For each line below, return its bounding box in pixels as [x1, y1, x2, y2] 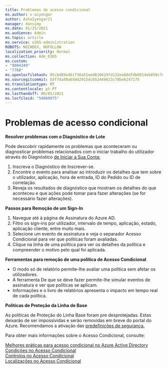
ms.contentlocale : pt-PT [5, 86, 57, 91]
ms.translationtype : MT [5, 81, 55, 86]
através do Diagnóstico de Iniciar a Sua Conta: [5, 154, 101, 160]
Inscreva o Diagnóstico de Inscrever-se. [12, 163, 95, 170]
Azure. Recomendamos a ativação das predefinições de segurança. [5, 323, 145, 329]
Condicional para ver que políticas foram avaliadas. [12, 236, 118, 242]
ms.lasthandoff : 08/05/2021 [5, 91, 64, 96]
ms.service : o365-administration [5, 40, 75, 45]
